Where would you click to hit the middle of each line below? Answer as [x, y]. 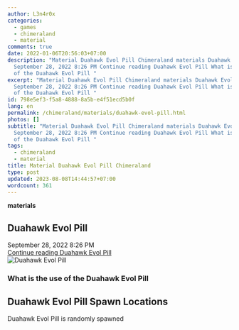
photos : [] [23, 119]
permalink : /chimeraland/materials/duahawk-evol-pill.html [97, 113]
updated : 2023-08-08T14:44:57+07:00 [62, 179]
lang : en [20, 106]
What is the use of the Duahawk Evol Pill [78, 279]
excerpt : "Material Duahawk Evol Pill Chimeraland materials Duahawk [113, 80]
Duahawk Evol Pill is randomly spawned [66, 318]
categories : [25, 21]
